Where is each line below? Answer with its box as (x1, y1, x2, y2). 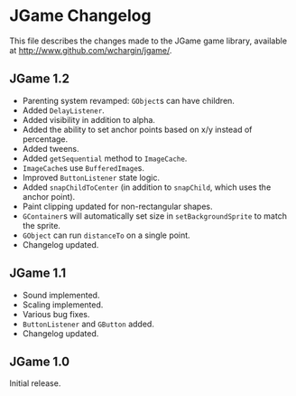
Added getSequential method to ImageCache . (22, 153, 188, 164)
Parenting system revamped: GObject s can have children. (22, 95, 235, 106)
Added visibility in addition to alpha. (22, 114, 156, 125)
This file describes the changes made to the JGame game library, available (9, 35, 287, 46)
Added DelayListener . (22, 105, 106, 116)
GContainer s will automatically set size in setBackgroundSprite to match (22, 210, 287, 222)
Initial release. (9, 378, 61, 389)
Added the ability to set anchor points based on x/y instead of (22, 124, 253, 135)
